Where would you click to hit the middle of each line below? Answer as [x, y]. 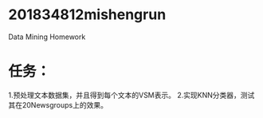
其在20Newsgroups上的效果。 [58, 104]
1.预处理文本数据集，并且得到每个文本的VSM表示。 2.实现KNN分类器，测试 [131, 95]
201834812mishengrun [87, 15]
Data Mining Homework [47, 37]
